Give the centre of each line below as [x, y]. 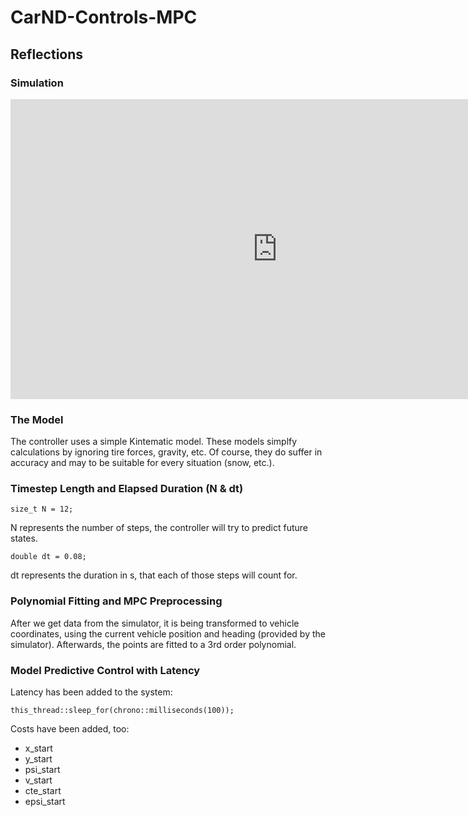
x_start [38, 748]
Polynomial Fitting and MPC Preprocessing [116, 601]
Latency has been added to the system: [91, 692]
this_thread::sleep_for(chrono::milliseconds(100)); [122, 711]
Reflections [47, 54]
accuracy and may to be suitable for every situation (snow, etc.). [142, 463]
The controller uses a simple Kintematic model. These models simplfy [154, 442]
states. [24, 538]
